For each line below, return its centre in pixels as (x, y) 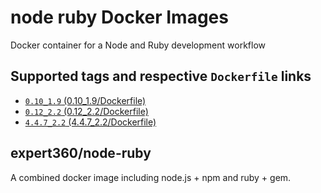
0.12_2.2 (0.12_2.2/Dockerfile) (86, 111)
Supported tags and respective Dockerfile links (161, 76)
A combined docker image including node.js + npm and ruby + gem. (151, 177)
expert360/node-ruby (81, 153)
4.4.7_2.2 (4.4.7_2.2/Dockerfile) (90, 122)
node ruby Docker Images (119, 17)
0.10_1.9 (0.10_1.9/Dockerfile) (85, 100)
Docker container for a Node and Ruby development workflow (138, 45)
